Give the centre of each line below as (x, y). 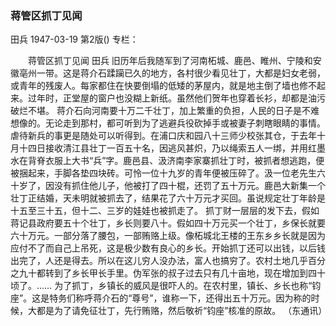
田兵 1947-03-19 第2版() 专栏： (74, 39)
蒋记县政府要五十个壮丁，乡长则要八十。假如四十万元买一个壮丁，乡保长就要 (168, 223)
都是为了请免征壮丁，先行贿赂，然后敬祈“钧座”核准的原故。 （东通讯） (182, 311)
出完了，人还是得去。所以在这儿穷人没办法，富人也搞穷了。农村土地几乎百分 (168, 261)
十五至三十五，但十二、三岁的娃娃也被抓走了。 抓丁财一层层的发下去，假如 (165, 211)
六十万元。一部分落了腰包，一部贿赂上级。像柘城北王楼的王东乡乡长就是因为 (168, 236)
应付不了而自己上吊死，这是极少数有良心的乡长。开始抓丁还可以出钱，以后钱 (168, 248)
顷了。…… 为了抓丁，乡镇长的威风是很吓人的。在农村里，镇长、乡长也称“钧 (166, 286)
